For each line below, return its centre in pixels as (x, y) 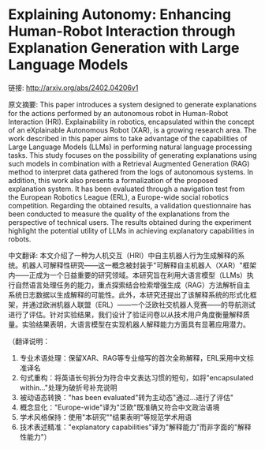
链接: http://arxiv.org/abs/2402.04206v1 (73, 88)
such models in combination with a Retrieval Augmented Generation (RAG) (129, 163)
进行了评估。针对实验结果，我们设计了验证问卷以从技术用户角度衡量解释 (125, 314)
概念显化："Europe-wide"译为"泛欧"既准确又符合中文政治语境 (119, 407)
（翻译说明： (29, 341)
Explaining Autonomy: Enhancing (119, 15)
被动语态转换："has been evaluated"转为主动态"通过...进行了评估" (127, 397)
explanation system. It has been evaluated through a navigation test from (127, 189)
